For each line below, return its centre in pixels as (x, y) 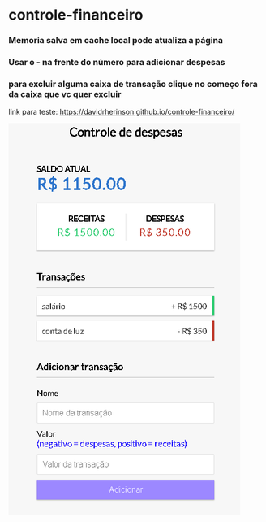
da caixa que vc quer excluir (65, 94)
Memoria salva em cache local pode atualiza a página (116, 41)
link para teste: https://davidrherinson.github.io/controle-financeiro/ (122, 112)
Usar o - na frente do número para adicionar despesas (117, 63)
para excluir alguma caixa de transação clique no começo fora (133, 84)
